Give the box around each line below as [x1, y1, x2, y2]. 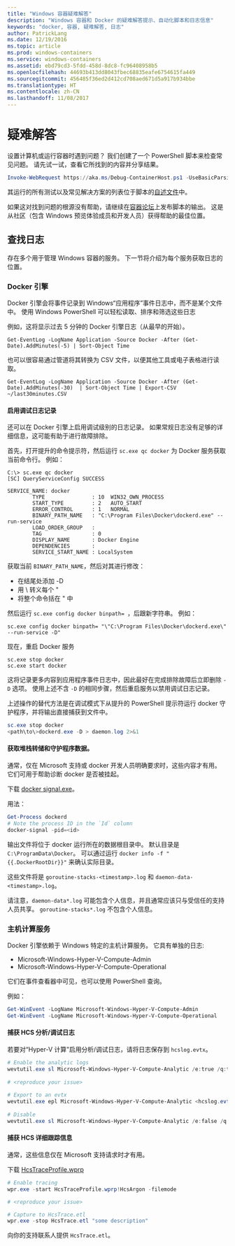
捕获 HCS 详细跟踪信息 [7, 1133, 73, 1142]
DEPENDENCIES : [32, 543, 96, 550]
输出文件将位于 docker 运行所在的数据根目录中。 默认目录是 [7, 840, 180, 848]
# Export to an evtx [7, 1091, 68, 1098]
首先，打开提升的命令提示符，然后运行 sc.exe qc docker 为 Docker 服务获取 [7, 447, 226, 455]
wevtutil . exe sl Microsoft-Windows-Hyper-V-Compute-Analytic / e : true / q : [7, 1066, 227, 1073]
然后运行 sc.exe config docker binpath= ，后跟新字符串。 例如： [7, 609, 197, 617]
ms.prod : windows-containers [7, 50, 92, 57]
